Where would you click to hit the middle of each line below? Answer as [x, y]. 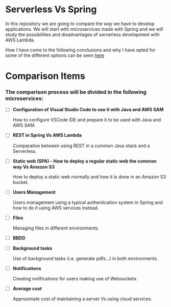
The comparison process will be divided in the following [76, 92]
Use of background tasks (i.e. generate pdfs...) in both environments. [85, 258]
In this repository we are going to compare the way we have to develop [80, 24]
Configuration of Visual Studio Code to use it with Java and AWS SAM [88, 110]
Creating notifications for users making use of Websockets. [75, 278]
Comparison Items [45, 76]
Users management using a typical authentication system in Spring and [88, 202]
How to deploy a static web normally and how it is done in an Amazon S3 [89, 177]
